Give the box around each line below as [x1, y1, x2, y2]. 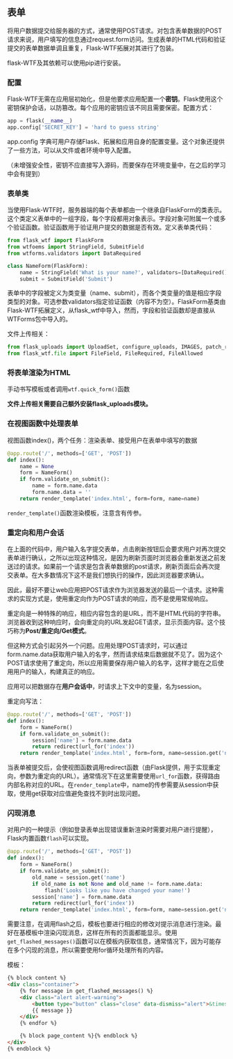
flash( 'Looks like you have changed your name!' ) [44, 886, 191, 894]
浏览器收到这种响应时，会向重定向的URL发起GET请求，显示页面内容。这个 [7, 618, 220, 626]
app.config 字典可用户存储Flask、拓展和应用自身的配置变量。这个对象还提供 [7, 137, 225, 145]
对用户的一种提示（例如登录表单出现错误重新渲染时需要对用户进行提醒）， [7, 825, 217, 834]
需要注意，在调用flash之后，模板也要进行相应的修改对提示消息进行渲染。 [7, 920, 216, 928]
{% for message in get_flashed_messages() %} [19, 987, 154, 994]
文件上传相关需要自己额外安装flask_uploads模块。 [7, 399, 152, 408]
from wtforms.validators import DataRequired [7, 250, 141, 257]
